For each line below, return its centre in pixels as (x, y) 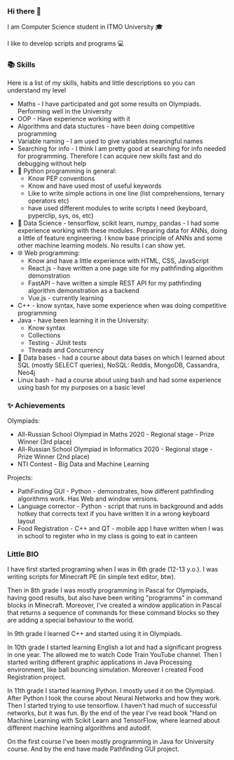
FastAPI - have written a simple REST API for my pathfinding (115, 283)
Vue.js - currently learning (66, 298)
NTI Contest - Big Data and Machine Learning (83, 464)
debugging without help (52, 163)
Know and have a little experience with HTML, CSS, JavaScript (118, 260)
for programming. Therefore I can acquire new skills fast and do (109, 156)
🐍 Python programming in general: (67, 170)
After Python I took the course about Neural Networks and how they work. (115, 698)
